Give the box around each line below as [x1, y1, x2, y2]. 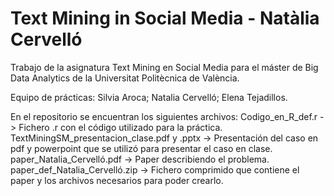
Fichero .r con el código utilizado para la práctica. [18, 121, 223, 133]
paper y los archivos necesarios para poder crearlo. [10, 174, 224, 186]
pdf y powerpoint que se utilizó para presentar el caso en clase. [10, 142, 273, 154]
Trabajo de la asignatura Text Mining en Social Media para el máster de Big [10, 61, 319, 73]
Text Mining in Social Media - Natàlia [10, 7, 320, 30]
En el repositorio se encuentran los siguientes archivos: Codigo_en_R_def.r [10, 110, 318, 122]
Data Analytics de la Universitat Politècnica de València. [10, 72, 240, 84]
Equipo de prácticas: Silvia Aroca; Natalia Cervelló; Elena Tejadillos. [10, 91, 288, 103]
